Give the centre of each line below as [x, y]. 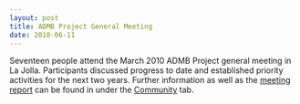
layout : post [34, 18]
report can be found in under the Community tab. [102, 90]
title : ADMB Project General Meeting [81, 26]
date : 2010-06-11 [42, 35]
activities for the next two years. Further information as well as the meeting [150, 80]
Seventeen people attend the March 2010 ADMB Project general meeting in [150, 61]
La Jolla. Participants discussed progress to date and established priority [146, 70]
